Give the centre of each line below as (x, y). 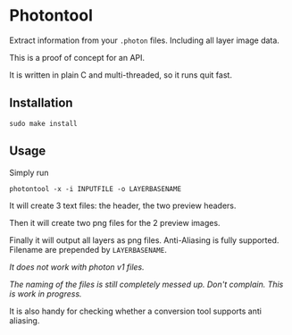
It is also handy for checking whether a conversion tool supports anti (135, 311)
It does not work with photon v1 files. (77, 267)
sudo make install (43, 123)
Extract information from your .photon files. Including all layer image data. (144, 40)
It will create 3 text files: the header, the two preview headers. (123, 205)
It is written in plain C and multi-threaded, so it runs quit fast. (121, 75)
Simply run (29, 172)
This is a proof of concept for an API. (77, 57)
